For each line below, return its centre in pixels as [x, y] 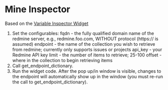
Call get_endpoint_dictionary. [43, 66]
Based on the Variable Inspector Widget [47, 23]
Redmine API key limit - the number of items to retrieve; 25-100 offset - [87, 55]
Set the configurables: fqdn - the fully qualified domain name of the [83, 33]
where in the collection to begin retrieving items [62, 60]
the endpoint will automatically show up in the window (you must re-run [88, 76]
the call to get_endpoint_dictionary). [50, 82]
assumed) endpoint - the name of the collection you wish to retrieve [83, 44]
